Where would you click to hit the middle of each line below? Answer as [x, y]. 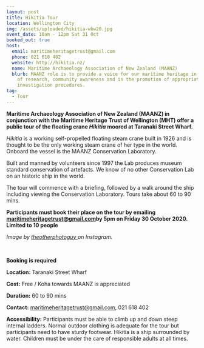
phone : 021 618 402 [36, 57]
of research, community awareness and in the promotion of [93, 79]
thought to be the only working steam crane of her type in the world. [92, 145]
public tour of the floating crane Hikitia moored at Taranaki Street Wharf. [100, 126]
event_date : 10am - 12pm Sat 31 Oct [53, 35]
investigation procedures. [51, 85]
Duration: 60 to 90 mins [36, 295]
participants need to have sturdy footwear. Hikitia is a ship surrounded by [98, 332]
